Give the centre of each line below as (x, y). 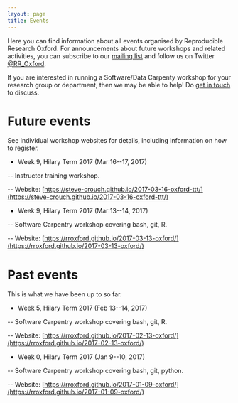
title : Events (28, 21)
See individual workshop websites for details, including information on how (117, 141)
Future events (49, 121)
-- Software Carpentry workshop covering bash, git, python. (96, 371)
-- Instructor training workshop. (54, 176)
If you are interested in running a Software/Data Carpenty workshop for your (119, 77)
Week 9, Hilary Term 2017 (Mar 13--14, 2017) (83, 211)
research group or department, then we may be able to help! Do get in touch (119, 85)
